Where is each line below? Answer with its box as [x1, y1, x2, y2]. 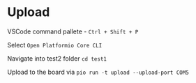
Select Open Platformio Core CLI [7, 40, 103, 49]
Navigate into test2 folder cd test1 [7, 54, 107, 63]
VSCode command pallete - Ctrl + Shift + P [7, 27, 139, 36]
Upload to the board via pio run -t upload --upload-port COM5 [7, 68, 190, 76]
